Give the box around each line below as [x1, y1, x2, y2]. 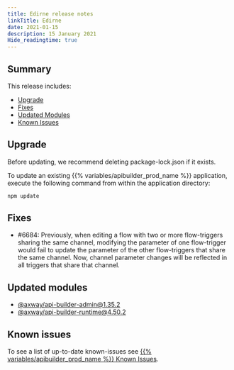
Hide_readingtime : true [7, 37, 78, 44]
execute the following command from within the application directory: [7, 179, 211, 187]
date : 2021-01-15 [7, 23, 59, 30]
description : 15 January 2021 [7, 30, 97, 38]
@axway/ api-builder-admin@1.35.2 [17, 301, 121, 309]
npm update [7, 192, 40, 199]
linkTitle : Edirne [7, 17, 62, 24]
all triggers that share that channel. [17, 261, 121, 269]
